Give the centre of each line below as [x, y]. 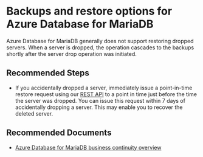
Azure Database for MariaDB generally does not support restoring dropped [100, 41]
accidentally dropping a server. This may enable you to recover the [99, 107]
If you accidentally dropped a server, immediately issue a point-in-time [104, 88]
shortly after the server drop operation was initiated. [71, 54]
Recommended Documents [59, 133]
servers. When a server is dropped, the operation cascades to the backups [100, 47]
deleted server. [34, 113]
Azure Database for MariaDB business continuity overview [88, 147]
